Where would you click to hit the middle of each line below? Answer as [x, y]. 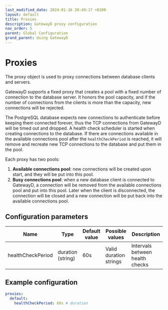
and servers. [18, 82]
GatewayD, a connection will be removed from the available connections [87, 185]
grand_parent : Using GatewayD [37, 38]
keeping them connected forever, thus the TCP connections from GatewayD [83, 123]
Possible [116, 231]
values [116, 237]
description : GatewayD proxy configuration [51, 24]
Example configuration [41, 283]
